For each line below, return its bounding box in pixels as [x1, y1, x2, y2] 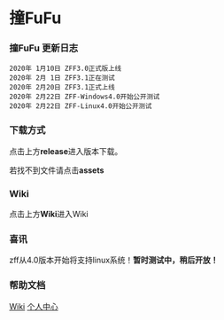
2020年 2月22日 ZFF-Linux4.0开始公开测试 [9, 102, 152, 111]
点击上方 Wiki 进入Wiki [9, 209, 89, 220]
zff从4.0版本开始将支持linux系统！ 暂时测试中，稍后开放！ [9, 254, 219, 266]
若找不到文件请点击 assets [9, 165, 104, 176]
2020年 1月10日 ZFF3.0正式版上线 [9, 64, 122, 74]
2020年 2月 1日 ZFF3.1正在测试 [9, 74, 115, 82]
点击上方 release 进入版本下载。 [9, 145, 123, 156]
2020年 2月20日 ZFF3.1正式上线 [9, 83, 115, 92]
